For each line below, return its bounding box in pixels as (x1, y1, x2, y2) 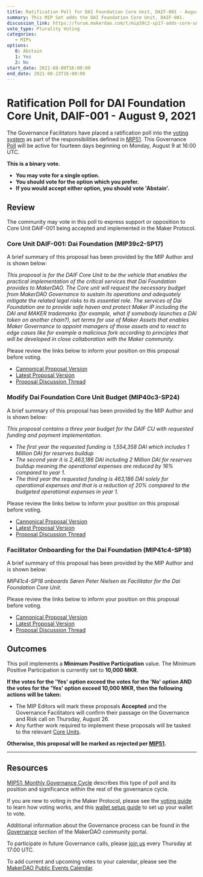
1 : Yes (14, 54, 32, 60)
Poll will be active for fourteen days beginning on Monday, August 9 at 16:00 (7, 142, 196, 150)
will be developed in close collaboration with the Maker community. (7, 335, 175, 343)
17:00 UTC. (7, 846, 35, 853)
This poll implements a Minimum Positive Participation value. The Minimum (7, 660, 196, 667)
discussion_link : (7, 20, 51, 26)
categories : (7, 31, 37, 37)
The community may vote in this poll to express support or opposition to (7, 218, 186, 225)
